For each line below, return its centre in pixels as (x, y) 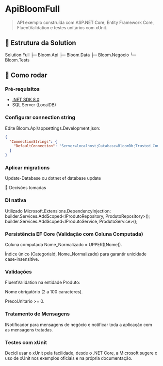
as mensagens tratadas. (29, 329)
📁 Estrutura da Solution (41, 43)
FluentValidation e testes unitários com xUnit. (62, 27)
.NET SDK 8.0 (26, 100)
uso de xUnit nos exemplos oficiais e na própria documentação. (69, 358)
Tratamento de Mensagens (38, 314)
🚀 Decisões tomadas (25, 188)
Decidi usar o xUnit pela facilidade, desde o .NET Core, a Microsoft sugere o (81, 353)
